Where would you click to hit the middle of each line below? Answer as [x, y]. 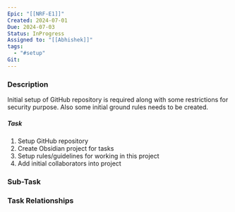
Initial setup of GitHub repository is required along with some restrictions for [118, 100]
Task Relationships [41, 200]
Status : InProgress [36, 33]
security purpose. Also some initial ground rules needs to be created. [108, 107]
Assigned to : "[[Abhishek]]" [50, 40]
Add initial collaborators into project [69, 163]
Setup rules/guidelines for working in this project [89, 156]
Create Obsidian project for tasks [66, 149]
